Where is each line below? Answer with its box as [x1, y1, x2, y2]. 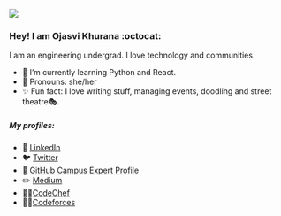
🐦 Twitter [21, 152, 59, 163]
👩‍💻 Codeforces [21, 197, 76, 208]
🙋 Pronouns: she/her [21, 76, 97, 88]
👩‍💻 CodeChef [21, 188, 71, 198]
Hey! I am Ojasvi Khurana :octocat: [9, 29, 162, 42]
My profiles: [9, 120, 55, 130]
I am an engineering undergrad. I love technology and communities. [9, 50, 255, 61]
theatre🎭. [21, 96, 60, 107]
